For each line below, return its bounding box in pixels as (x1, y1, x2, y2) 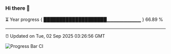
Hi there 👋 (5, 5, 31, 12)
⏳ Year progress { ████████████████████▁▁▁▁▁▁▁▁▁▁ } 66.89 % (5, 16, 163, 22)
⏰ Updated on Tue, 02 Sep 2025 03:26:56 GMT (5, 33, 105, 39)
